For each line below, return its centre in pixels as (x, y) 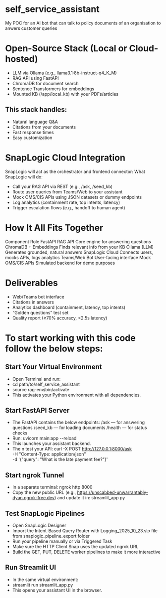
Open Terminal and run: (36, 379)
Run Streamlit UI (30, 567)
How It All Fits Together (54, 227)
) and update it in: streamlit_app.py (90, 498)
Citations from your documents (44, 127)
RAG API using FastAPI (35, 78)
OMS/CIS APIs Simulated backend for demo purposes (60, 263)
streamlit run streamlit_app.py (43, 585)
